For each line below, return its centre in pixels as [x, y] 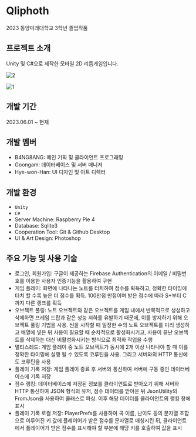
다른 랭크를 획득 [44, 303]
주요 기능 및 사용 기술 [42, 258]
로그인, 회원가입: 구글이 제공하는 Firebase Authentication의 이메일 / [93, 273]
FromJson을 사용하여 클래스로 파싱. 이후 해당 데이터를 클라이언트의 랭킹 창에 [102, 398]
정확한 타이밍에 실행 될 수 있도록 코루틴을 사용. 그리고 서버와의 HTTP [93, 354]
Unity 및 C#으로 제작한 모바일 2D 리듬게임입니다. [62, 64]
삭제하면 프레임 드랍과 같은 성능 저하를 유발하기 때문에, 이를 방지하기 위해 [98, 318]
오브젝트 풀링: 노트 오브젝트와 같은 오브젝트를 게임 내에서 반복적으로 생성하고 [102, 310]
